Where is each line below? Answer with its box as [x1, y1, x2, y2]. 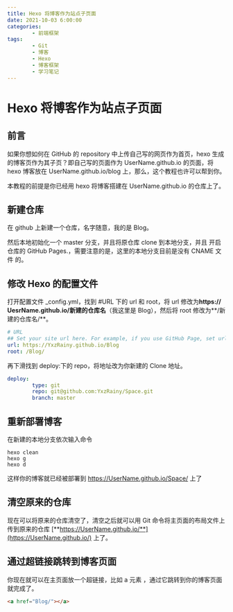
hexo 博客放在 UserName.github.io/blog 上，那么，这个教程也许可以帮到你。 [7, 167, 226, 175]
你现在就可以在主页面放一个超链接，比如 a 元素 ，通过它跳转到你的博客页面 [7, 575, 223, 584]
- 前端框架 [32, 29, 60, 37]
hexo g [7, 455, 26, 462]
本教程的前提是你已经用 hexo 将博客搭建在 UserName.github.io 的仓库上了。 [7, 182, 225, 190]
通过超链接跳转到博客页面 [7, 556, 116, 568]
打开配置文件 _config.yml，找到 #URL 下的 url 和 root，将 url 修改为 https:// [7, 297, 222, 306]
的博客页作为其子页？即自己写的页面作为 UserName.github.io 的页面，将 [7, 158, 214, 166]
